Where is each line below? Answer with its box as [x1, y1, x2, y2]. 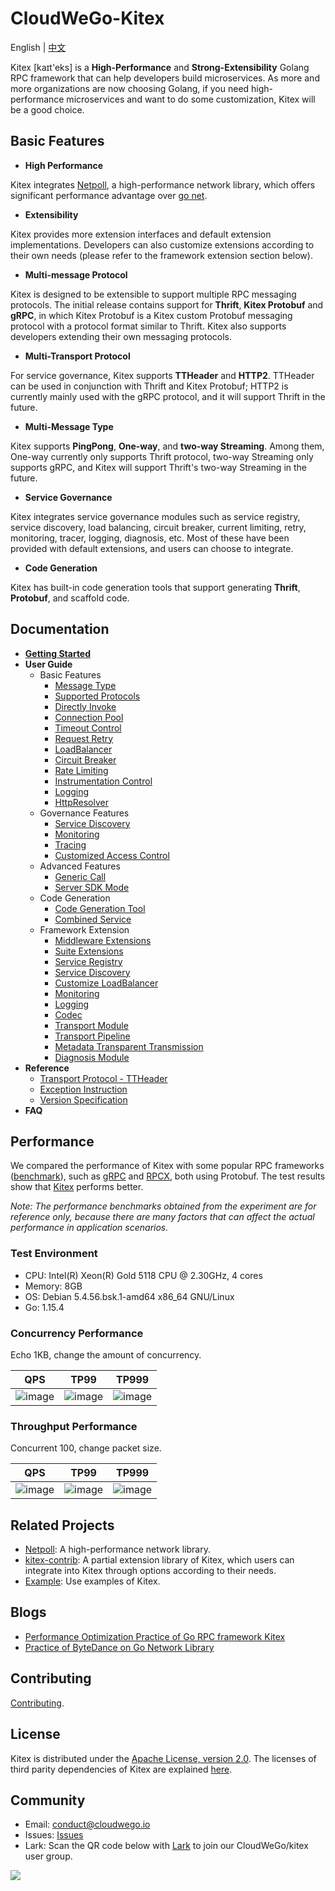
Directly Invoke [54, 700, 117, 712]
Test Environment [10, 1247, 98, 1261]
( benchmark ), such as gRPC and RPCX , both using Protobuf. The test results [10, 1170, 326, 1182]
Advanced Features [39, 860, 121, 872]
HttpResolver [54, 796, 109, 808]
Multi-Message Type [24, 420, 114, 432]
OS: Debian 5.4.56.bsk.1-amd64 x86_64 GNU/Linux [24, 1290, 235, 1302]
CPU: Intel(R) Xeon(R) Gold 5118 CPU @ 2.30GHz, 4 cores [24, 1269, 263, 1281]
